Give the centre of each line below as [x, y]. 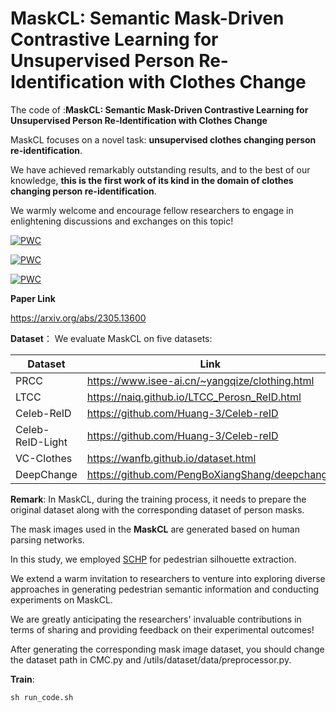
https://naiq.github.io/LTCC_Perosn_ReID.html [194, 397]
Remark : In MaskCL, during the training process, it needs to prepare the [158, 499]
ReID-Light [41, 442]
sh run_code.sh [42, 697]
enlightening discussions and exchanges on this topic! [122, 221]
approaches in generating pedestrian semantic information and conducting [165, 589]
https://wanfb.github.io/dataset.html [171, 458]
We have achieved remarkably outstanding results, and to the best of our [160, 169]
